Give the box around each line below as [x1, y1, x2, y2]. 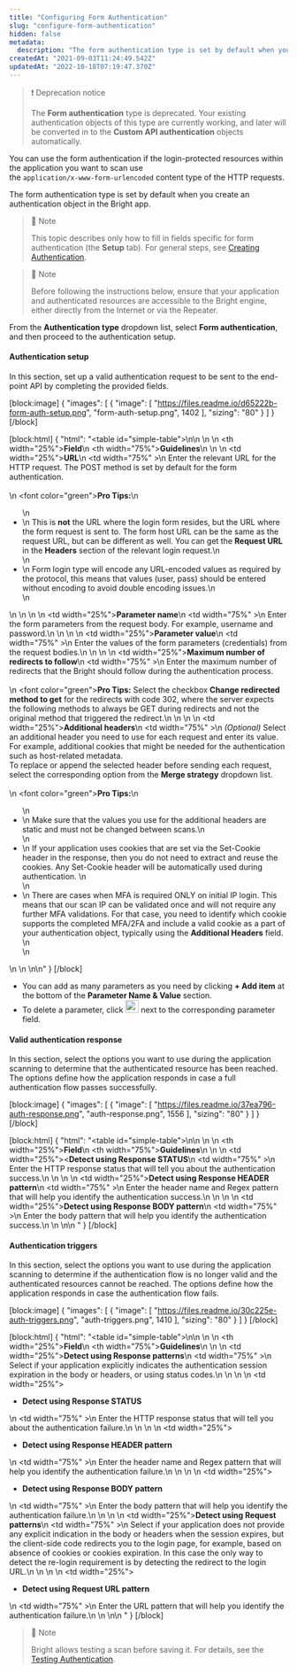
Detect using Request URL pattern [21, 1584, 150, 1594]
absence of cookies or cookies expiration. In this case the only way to [9, 1547, 263, 1559]
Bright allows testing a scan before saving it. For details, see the [30, 1645, 264, 1655]
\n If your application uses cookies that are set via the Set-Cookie [21, 843, 261, 854]
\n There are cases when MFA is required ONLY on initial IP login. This [21, 890, 278, 901]
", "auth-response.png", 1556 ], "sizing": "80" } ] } [79, 1109, 260, 1119]
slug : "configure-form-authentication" [9, 21, 156, 30]
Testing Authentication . [30, 1654, 116, 1665]
